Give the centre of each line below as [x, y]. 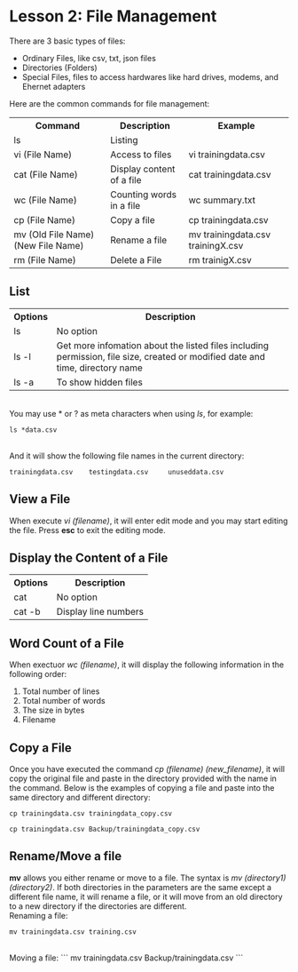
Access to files [141, 155]
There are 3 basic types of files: [67, 41]
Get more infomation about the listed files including [162, 346]
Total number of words [63, 701]
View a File [40, 499]
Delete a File [136, 259]
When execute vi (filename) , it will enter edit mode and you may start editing [149, 521]
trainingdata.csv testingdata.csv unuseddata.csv [117, 472]
